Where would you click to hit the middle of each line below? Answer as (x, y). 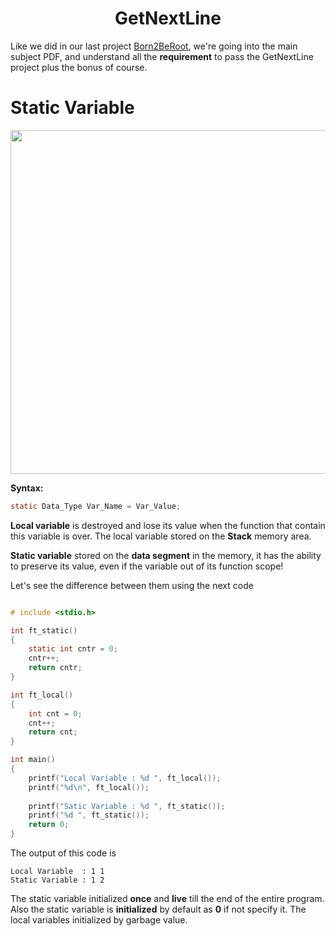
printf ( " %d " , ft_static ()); (89, 815)
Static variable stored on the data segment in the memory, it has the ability (166, 555)
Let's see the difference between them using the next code (132, 585)
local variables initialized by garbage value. (99, 920)
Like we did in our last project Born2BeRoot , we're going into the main (154, 46)
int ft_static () (44, 630)
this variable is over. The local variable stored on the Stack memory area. (161, 536)
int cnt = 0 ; (55, 713)
